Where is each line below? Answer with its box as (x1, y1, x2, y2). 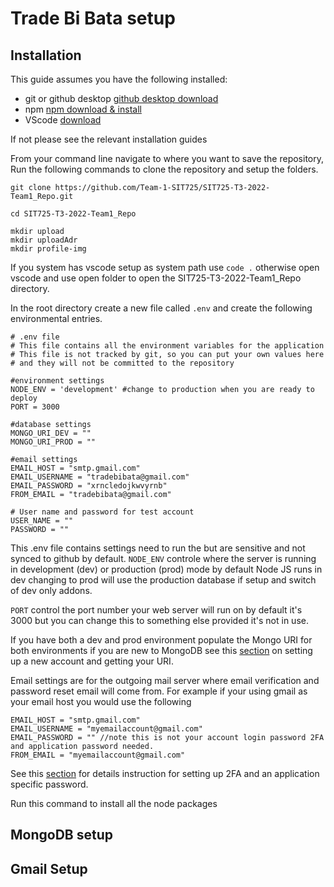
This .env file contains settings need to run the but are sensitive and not (10, 542, 306, 554)
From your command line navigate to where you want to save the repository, (10, 153, 325, 164)
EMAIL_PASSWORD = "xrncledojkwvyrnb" (10, 481, 168, 491)
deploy (10, 393, 38, 403)
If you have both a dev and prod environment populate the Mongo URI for (10, 634, 313, 646)
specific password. (10, 778, 89, 790)
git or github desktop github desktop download (24, 93, 219, 104)
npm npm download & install (24, 103, 142, 115)
